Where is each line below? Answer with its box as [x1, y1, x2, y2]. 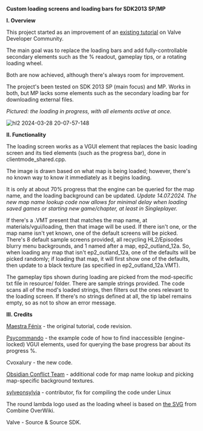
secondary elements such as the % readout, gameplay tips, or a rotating [6, 53, 187, 60]
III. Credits [6, 311, 33, 318]
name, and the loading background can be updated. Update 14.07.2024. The [6, 192, 197, 199]
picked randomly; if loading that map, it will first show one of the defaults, [6, 255, 190, 262]
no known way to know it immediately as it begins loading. [6, 174, 152, 181]
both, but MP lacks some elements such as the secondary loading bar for [6, 90, 190, 96]
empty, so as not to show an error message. [6, 299, 116, 306]
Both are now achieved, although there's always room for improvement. [6, 71, 185, 78]
